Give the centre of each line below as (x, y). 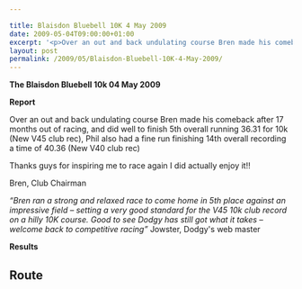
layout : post (34, 50)
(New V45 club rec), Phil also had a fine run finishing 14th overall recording (148, 139)
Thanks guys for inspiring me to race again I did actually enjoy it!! (130, 166)
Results (24, 247)
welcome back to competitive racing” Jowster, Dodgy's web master (135, 230)
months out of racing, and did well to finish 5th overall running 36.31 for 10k (149, 129)
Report (22, 102)
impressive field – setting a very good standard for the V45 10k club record (148, 210)
